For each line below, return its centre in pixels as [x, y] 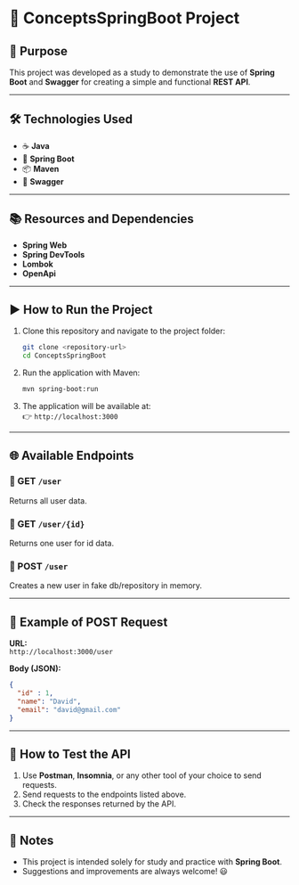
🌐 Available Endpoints [72, 456]
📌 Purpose [39, 51]
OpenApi [39, 273]
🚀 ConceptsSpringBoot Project [125, 18]
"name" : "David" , [49, 701]
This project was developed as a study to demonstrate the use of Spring [142, 72]
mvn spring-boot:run [60, 389]
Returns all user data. [48, 500]
